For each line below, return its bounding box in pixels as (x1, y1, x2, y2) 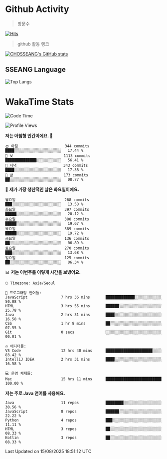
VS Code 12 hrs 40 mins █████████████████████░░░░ (5, 348, 162, 353)
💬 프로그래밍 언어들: (5, 290, 42, 295)
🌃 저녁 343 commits (5, 163, 88, 168)
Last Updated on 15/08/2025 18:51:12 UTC (5, 448, 92, 454)
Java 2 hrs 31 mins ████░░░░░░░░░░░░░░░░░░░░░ (5, 312, 162, 317)
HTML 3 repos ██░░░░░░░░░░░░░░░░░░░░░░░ (5, 426, 162, 432)
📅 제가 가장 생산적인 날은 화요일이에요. (5, 186, 80, 192)
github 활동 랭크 (17, 41, 49, 47)
